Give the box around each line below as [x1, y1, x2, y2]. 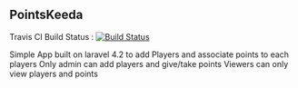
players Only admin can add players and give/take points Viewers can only [9, 58, 289, 69]
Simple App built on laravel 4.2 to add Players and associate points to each [9, 49, 289, 60]
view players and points [9, 68, 98, 79]
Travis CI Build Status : [9, 31, 94, 42]
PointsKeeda [9, 7, 84, 23]
